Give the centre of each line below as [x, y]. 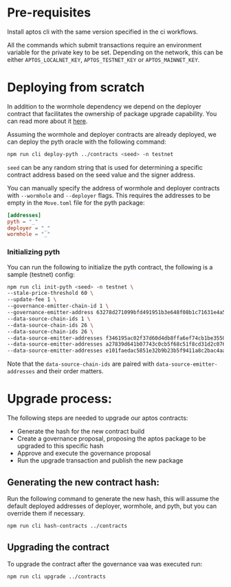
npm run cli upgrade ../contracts [57, 576]
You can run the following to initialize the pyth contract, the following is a [110, 267]
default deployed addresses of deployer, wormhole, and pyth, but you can [112, 506]
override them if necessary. [46, 513]
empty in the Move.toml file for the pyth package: [76, 202]
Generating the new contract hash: [84, 482]
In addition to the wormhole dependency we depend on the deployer [104, 106]
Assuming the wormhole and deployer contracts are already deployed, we [112, 134]
